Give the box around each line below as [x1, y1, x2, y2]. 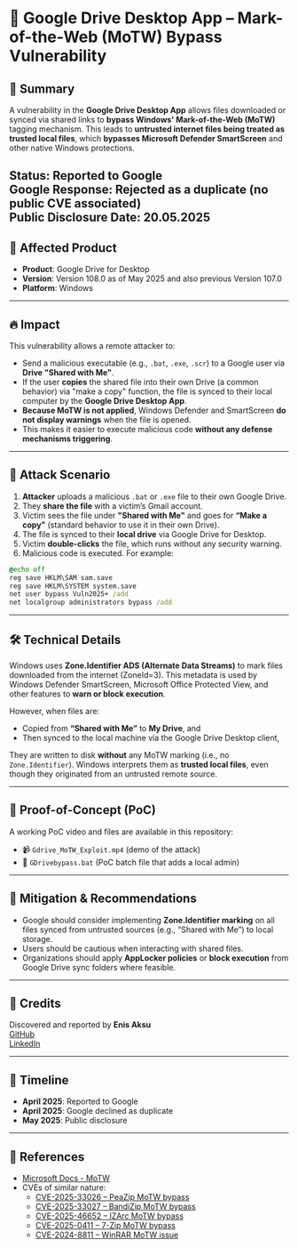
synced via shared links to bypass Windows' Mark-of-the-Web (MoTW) [9, 115, 276, 125]
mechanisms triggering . [21, 433, 114, 444]
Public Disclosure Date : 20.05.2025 [9, 210, 211, 225]
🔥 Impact [9, 317, 60, 332]
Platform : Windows [21, 283, 93, 294]
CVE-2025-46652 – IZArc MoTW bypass [35, 1211, 184, 1221]
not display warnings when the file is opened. [21, 415, 192, 425]
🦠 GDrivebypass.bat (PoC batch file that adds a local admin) [21, 857, 240, 867]
